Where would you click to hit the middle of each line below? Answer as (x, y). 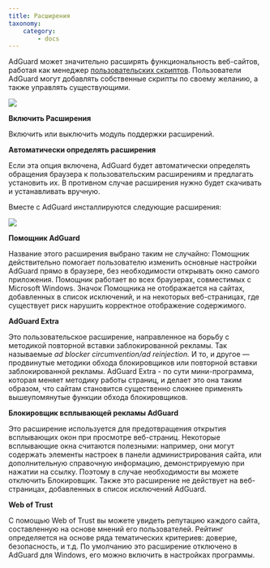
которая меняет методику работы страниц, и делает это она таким (125, 380)
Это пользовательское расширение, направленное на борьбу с (119, 337)
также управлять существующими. (70, 88)
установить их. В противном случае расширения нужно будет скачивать (135, 183)
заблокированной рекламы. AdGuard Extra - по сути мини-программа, (131, 372)
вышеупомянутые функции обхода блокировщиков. (98, 398)
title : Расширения (39, 16)
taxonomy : (25, 24)
